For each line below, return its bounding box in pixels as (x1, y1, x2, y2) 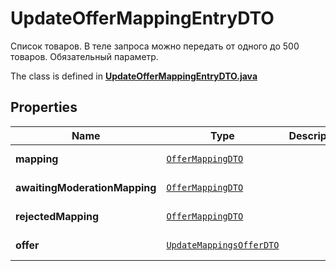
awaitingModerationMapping (15, 180, 157, 194)
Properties (10, 99, 78, 116)
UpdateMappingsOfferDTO (166, 239, 280, 251)
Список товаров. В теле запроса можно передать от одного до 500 (10, 40, 300, 52)
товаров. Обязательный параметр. (10, 50, 159, 62)
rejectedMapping (15, 209, 100, 223)
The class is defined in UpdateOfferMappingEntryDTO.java (10, 70, 258, 82)
